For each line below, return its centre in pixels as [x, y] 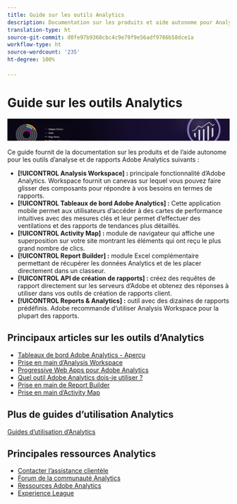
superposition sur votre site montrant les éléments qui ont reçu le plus [119, 241]
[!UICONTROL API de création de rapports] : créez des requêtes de [116, 278]
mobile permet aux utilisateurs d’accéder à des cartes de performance [120, 210]
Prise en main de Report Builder [63, 385]
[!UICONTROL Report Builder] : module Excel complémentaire [108, 256]
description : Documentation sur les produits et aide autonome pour [110, 22]
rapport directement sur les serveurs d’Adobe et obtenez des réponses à [123, 285]
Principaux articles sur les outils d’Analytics [106, 338]
